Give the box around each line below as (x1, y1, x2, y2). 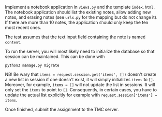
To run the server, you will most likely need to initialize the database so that (5, 48, 155, 54)
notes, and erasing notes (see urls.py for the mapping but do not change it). (5, 15, 158, 20)
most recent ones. (5, 25, 41, 30)
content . (5, 39, 22, 45)
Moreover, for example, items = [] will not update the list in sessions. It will (5, 82, 155, 88)
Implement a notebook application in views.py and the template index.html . (5, 4, 155, 10)
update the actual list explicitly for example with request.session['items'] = (5, 92, 158, 98)
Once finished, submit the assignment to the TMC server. (5, 106, 119, 112)
